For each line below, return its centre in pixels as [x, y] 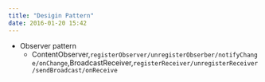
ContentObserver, [61, 54]
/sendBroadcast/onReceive [74, 70]
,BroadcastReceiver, [100, 62]
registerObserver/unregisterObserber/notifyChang [174, 55]
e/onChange [50, 63]
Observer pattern [48, 45]
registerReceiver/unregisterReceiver [196, 63]
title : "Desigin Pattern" [51, 16]
